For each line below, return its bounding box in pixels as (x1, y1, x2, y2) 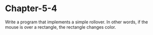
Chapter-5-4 (5, 3, 57, 14)
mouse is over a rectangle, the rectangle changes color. (5, 24, 116, 30)
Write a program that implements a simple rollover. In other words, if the (5, 19, 148, 25)
